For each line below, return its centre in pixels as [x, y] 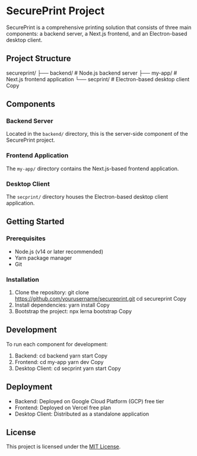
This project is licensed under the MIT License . [63, 447]
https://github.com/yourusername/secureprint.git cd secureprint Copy [101, 299]
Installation [23, 279]
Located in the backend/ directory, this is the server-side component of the [97, 134]
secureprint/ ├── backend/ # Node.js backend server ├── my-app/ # [92, 73]
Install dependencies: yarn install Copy [62, 305]
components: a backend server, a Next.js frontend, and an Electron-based [97, 33]
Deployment [29, 387]
